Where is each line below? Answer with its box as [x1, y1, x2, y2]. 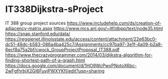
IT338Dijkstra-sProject [5, 3, 104, 15]
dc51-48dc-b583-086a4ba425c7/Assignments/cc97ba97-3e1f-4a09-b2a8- [5, 41, 163, 47]
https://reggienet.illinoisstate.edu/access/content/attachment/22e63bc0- [5, 36, 157, 42]
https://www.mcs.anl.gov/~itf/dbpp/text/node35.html [53, 25, 163, 31]
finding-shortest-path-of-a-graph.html [5, 57, 86, 63]
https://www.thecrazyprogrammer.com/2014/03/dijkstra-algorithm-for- [5, 51, 153, 58]
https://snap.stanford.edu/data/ [5, 30, 70, 36]
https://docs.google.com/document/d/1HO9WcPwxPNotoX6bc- [5, 62, 137, 68]
